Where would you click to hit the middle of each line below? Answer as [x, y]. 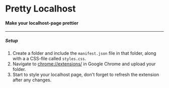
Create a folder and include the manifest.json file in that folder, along [84, 53]
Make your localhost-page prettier [42, 23]
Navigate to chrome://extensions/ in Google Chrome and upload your [84, 64]
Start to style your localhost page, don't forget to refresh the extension [86, 75]
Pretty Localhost [40, 9]
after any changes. [32, 80]
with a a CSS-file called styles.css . [49, 59]
